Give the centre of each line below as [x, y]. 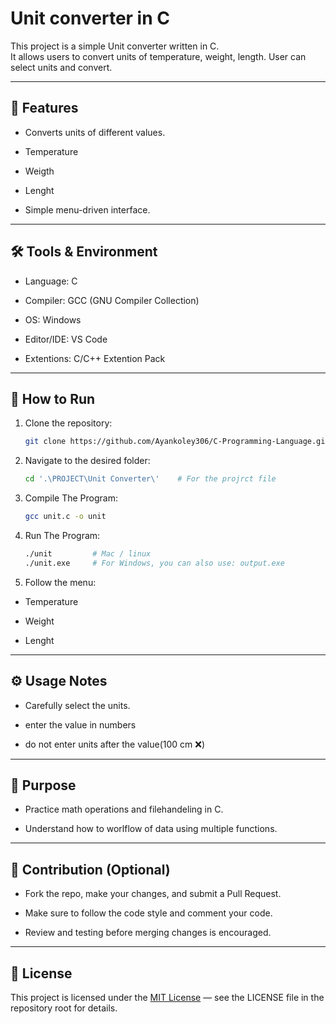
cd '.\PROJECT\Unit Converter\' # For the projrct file [150, 479]
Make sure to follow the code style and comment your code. [148, 913]
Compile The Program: [71, 498]
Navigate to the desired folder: [87, 461]
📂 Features [44, 108]
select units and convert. [61, 67]
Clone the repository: [68, 423]
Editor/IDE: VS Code [66, 339]
